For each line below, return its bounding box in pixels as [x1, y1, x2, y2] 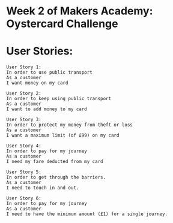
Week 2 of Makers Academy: [6, 4, 153, 18]
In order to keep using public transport [6, 96, 112, 102]
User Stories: [6, 44, 73, 58]
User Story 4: [6, 143, 42, 149]
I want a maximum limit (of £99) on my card [6, 132, 120, 138]
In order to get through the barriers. [6, 174, 106, 180]
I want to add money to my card [6, 106, 87, 112]
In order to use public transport [6, 70, 93, 76]
